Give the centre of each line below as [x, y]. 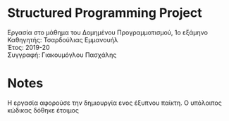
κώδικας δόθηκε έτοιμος [43, 110]
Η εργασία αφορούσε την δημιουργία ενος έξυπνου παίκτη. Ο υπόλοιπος [114, 103]
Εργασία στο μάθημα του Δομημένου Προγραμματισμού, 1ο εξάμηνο [107, 32]
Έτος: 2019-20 [29, 47]
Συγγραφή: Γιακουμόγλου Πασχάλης [62, 55]
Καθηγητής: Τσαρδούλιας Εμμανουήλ [63, 39]
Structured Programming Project [105, 13]
